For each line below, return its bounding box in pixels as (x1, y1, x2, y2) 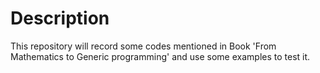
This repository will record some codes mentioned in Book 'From (10, 40, 277, 52)
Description (10, 7, 110, 30)
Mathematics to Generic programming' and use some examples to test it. (10, 50, 311, 62)
